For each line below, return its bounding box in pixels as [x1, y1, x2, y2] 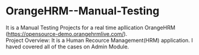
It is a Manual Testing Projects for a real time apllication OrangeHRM [5, 24, 176, 31]
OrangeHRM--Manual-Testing [5, 4, 160, 18]
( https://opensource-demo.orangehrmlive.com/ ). [5, 30, 128, 37]
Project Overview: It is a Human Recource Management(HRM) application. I [5, 36, 193, 44]
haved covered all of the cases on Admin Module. [5, 43, 129, 50]
